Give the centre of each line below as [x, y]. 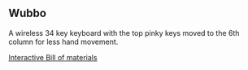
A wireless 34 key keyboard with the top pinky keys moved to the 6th [124, 33]
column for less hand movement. [63, 42]
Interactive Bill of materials [53, 57]
